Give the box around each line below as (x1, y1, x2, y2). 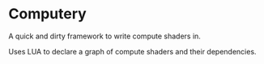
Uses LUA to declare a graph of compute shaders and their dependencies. (8, 46, 257, 56)
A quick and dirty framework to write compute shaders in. (8, 31, 201, 41)
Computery (8, 5, 87, 23)
